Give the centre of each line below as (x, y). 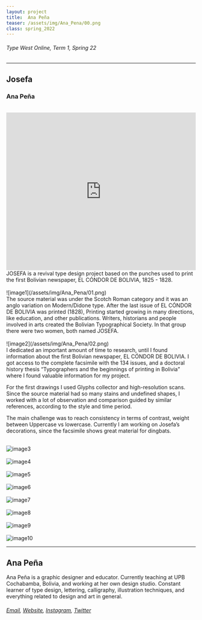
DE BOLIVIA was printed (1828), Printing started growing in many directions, (100, 312)
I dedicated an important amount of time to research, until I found (87, 350)
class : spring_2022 (31, 29)
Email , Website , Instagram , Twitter (49, 610)
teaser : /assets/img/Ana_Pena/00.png (54, 23)
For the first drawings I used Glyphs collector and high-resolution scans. (96, 387)
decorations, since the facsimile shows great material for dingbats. (89, 431)
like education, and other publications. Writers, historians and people (91, 318)
